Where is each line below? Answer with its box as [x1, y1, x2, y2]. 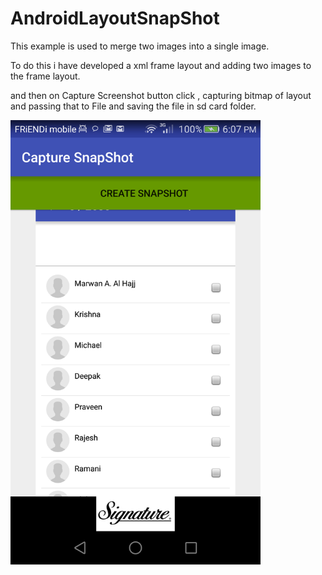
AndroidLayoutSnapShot [10, 7, 220, 30]
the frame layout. [10, 70, 81, 82]
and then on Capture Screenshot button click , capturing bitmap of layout [10, 89, 312, 101]
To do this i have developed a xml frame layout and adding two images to [10, 59, 312, 71]
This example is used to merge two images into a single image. [10, 40, 270, 52]
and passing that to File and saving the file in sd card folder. [10, 100, 257, 112]
